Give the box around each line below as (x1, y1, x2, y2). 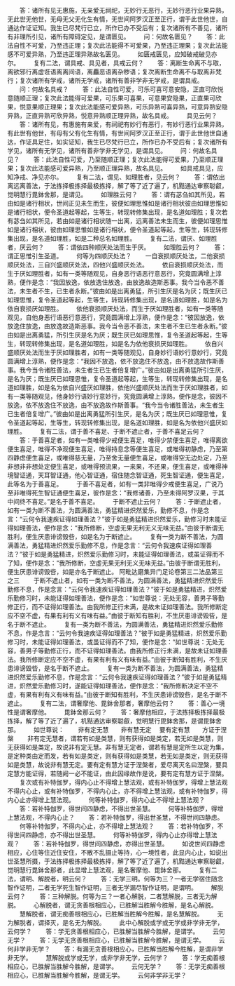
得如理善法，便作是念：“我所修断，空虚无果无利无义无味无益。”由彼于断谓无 (7, 524, 225, 532)
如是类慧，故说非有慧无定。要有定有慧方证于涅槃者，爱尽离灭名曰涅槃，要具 (7, 761, 228, 768)
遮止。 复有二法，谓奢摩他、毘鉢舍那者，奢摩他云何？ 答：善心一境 (7, 699, 225, 707)
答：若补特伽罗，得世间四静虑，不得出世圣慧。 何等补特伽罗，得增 (19, 804, 224, 813)
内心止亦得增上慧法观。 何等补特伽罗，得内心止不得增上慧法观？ (7, 796, 205, 804)
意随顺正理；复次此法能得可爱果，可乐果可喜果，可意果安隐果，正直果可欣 (7, 94, 222, 102)
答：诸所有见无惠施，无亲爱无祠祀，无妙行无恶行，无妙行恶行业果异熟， (19, 6, 228, 14)
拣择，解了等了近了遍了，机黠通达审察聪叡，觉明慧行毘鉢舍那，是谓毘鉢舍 (7, 717, 222, 725)
